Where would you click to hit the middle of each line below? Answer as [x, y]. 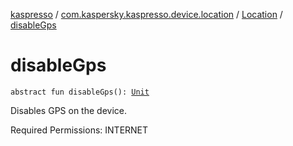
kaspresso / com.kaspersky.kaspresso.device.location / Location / [146, 14]
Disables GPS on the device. [68, 110]
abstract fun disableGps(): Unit [80, 92]
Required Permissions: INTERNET [79, 130]
